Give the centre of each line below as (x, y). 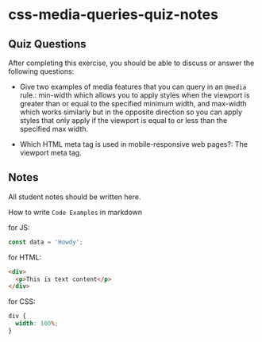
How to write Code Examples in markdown (75, 212)
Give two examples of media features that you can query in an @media (133, 86)
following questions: (41, 71)
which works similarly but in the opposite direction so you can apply (131, 112)
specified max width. (54, 129)
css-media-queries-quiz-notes (113, 15)
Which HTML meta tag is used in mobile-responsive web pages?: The (134, 144)
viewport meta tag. (50, 153)
